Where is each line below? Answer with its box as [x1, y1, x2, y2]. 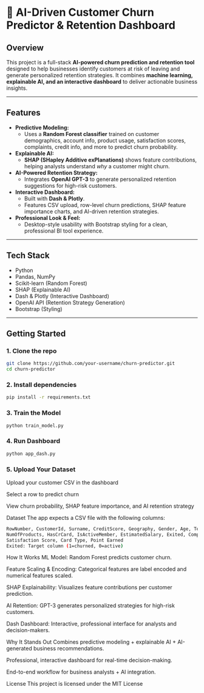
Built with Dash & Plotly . [24, 194, 85, 202]
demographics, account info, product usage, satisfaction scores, [24, 137, 186, 144]
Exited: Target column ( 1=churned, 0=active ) [6, 543, 123, 549]
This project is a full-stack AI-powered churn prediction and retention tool [6, 59, 195, 66]
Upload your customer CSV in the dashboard [6, 479, 118, 486]
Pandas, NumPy [15, 273, 56, 280]
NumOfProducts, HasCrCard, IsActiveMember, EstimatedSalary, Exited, [6, 531, 186, 538]
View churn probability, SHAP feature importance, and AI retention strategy [6, 502, 194, 510]
